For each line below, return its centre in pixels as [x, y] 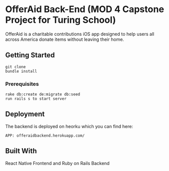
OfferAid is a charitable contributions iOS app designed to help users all [80, 34]
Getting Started [30, 55]
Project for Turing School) [61, 20]
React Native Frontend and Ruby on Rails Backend [57, 163]
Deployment [25, 114]
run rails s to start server [36, 99]
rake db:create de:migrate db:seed [43, 94]
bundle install [21, 71]
